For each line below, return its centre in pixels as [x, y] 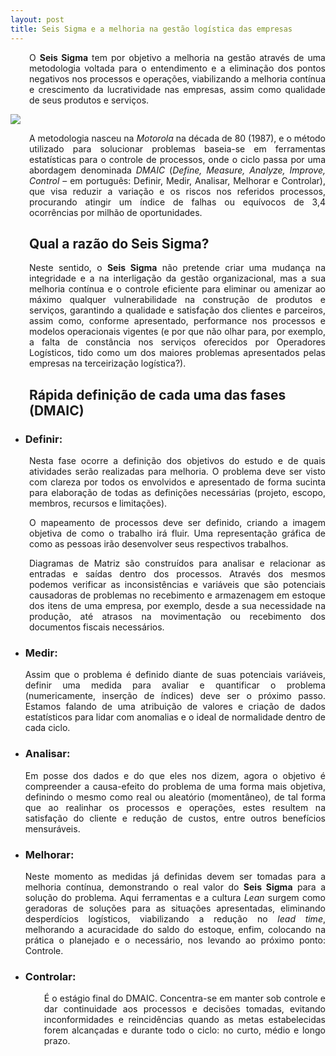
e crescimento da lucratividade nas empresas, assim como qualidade [177, 89]
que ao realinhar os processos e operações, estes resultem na [175, 807]
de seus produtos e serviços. [89, 100]
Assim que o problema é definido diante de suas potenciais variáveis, [175, 675]
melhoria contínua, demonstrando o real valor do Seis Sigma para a [175, 887]
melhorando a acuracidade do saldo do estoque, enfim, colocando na [175, 929]
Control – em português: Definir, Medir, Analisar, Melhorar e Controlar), [177, 180]
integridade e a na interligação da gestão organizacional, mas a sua [177, 278]
